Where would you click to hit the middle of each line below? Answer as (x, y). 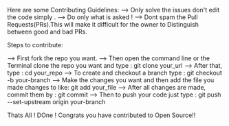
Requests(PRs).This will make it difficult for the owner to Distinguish (103, 24)
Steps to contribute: (35, 45)
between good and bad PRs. (47, 32)
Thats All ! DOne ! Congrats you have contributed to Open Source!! (101, 115)
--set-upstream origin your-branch (56, 102)
